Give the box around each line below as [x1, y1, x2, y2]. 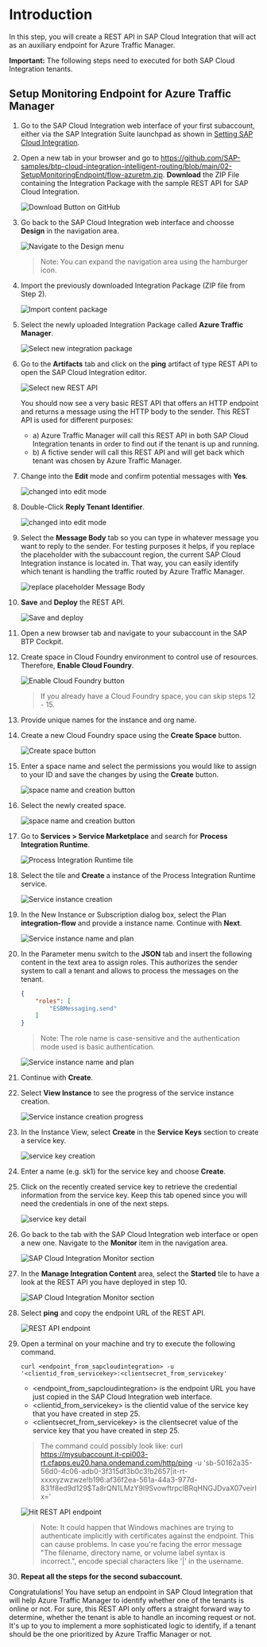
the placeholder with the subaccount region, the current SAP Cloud [20, 550, 241, 559]
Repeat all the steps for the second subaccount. [20, 1572, 183, 1582]
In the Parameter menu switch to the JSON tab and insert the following [20, 949, 253, 958]
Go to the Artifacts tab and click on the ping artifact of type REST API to [20, 359, 257, 369]
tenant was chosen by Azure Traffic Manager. [32, 455, 182, 466]
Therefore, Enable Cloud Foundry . [20, 660, 134, 670]
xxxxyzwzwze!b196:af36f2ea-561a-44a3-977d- [40, 1475, 198, 1485]
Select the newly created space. [20, 800, 126, 810]
